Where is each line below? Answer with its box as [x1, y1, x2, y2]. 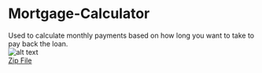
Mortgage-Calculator [8, 5, 150, 23]
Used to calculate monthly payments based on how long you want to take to [8, 31, 255, 40]
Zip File [8, 56, 32, 65]
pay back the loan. [8, 38, 68, 48]
